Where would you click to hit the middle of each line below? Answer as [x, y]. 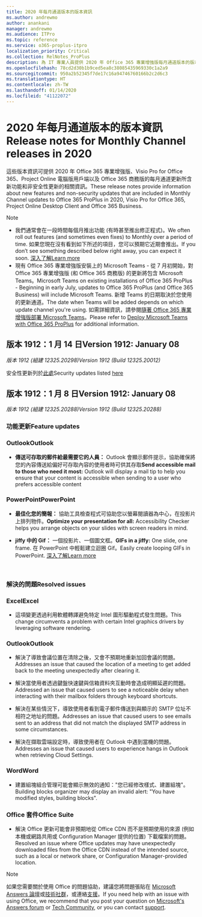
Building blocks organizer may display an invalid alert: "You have [95, 792]
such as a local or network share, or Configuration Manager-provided [101, 856]
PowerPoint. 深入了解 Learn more [55, 555]
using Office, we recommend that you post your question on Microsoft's [95, 901]
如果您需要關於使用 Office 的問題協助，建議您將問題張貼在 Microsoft [91, 886]
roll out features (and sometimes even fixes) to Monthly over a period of [104, 236]
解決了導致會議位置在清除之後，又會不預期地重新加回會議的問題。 [96, 658]
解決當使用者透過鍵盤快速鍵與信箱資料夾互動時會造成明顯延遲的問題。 [102, 683]
